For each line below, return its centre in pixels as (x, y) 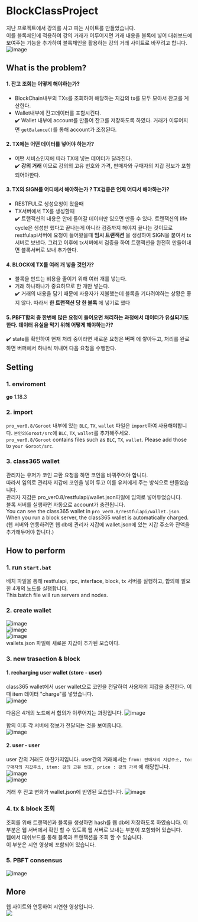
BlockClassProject (52, 11)
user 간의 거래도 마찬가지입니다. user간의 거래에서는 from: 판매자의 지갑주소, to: (100, 759)
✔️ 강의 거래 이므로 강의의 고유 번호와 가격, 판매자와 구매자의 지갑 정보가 (97, 165)
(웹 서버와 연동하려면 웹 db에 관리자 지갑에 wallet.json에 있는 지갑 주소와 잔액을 (98, 524)
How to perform (36, 551)
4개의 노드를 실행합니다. (40, 588)
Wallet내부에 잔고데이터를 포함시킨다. (58, 113)
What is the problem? (46, 68)
